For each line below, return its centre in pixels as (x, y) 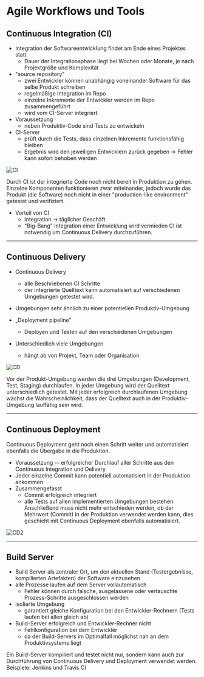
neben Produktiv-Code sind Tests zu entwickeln (84, 126)
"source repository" (40, 74)
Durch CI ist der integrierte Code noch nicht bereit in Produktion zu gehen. (99, 182)
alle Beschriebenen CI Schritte (62, 283)
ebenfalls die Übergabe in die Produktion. (58, 451)
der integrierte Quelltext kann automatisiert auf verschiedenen (102, 290)
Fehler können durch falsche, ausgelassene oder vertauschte (101, 591)
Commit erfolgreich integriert (60, 495)
